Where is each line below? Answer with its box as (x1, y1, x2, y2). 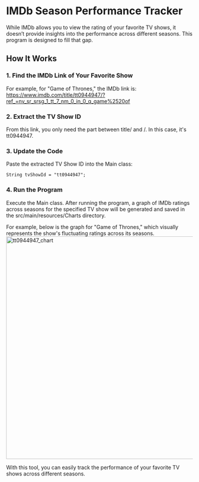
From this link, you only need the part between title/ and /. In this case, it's (6, 126, 187, 133)
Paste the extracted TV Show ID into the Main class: (6, 160, 133, 167)
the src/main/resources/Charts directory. (6, 212, 106, 219)
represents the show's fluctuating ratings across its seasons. (6, 230, 155, 237)
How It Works (6, 53, 57, 64)
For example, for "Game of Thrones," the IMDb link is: (6, 85, 137, 92)
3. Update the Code (6, 147, 63, 155)
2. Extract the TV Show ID (6, 112, 81, 120)
